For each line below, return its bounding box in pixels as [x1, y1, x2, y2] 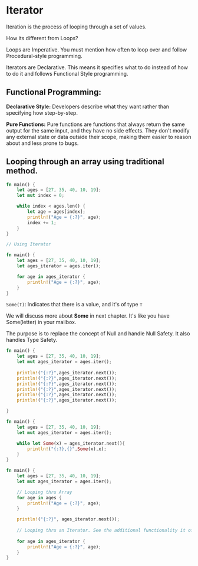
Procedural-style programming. [6, 52, 82, 59]
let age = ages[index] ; [27, 209, 85, 215]
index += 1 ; [27, 219, 57, 225]
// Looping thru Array [16, 489, 72, 495]
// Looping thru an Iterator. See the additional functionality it [16, 528, 186, 533]
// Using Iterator [6, 241, 51, 247]
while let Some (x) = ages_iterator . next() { [16, 440, 126, 447]
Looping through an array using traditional [6, 157, 164, 167]
